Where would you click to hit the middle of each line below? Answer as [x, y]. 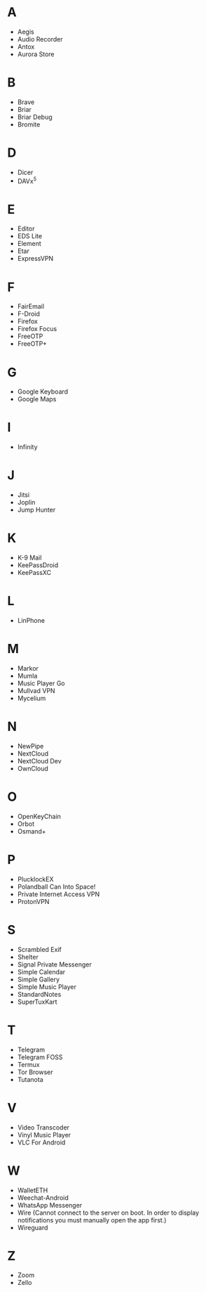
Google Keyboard [43, 392]
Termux [28, 1064]
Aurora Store [36, 54]
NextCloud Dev [39, 761]
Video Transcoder [43, 1127]
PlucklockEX [35, 879]
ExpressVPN [35, 259]
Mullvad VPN [36, 690]
